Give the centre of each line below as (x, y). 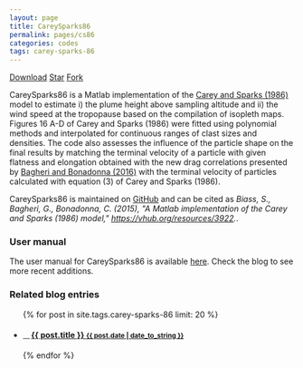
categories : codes (44, 43)
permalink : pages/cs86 (52, 34)
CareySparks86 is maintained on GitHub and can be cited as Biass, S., (140, 199)
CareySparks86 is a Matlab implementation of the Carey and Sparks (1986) (149, 95)
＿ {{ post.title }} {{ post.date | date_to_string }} (103, 335)
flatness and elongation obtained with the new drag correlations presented (148, 162)
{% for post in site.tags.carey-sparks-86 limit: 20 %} (120, 315)
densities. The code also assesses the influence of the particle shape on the (151, 143)
